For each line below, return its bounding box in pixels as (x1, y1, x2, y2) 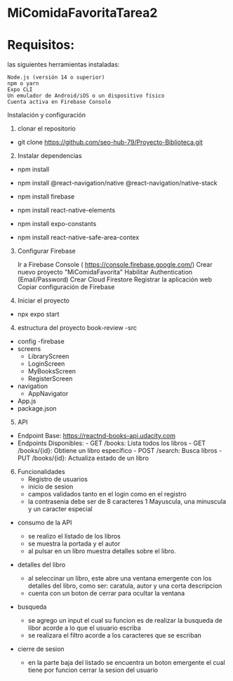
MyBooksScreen (27, 367, 76, 376)
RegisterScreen (27, 374, 73, 383)
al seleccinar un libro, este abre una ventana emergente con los (27, 574, 212, 583)
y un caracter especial (27, 505, 93, 513)
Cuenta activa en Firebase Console (7, 98, 112, 106)
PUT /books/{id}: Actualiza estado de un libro (17, 454, 149, 463)
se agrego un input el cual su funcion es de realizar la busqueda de (27, 616, 222, 625)
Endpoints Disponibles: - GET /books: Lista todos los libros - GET (17, 439, 206, 447)
